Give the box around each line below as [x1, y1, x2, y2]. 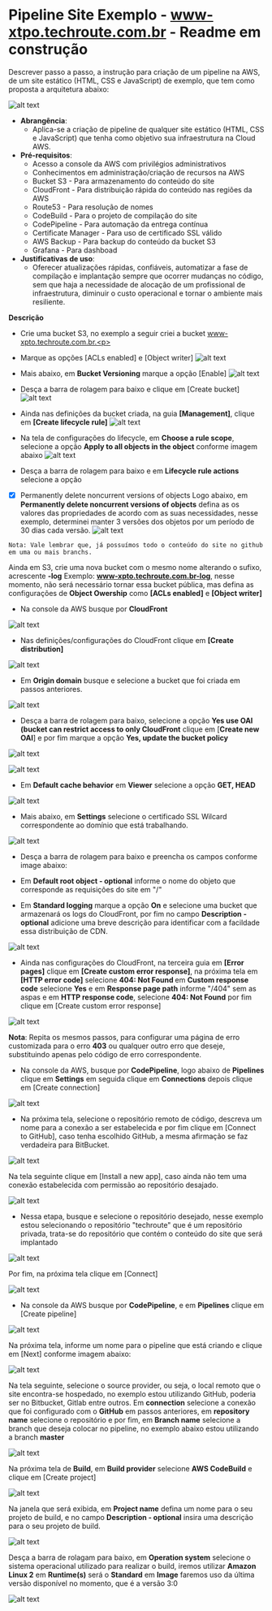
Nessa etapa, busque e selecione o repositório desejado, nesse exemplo [19, 1211, 264, 1221]
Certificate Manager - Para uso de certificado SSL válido [32, 227, 222, 237]
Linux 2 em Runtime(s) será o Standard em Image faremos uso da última [8, 1570, 255, 1579]
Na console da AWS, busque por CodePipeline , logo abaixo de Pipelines [19, 1065, 265, 1075]
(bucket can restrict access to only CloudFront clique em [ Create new [19, 724, 260, 734]
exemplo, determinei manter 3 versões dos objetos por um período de [19, 517, 255, 526]
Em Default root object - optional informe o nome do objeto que [19, 876, 236, 886]
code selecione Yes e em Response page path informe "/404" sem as [19, 984, 257, 993]
